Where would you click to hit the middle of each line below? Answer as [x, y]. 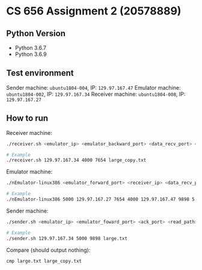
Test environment [40, 73]
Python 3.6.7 [31, 48]
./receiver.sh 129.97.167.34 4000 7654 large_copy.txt [76, 160]
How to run [27, 118]
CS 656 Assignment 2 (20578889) [94, 11]
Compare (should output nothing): [48, 250]
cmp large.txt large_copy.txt [44, 261]
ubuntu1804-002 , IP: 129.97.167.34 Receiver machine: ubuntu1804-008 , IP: [96, 94]
